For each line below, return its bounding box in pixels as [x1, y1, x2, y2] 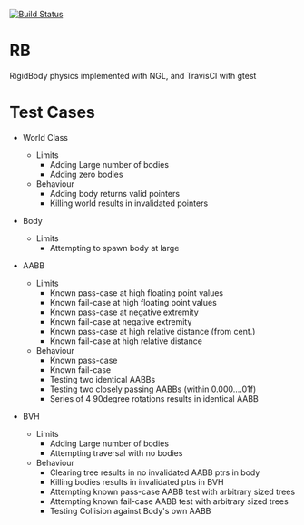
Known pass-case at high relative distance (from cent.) [49, 326, 256, 336]
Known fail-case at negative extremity [49, 316, 192, 326]
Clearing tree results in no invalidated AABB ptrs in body [49, 467, 260, 478]
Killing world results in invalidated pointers [49, 198, 209, 209]
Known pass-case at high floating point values [49, 287, 224, 298]
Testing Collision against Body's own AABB [49, 505, 211, 516]
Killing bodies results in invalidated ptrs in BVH [49, 476, 224, 487]
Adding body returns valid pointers [49, 188, 180, 199]
